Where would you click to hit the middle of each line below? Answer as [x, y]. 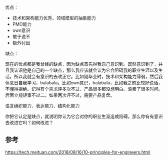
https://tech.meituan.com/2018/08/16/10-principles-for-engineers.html [78, 152]
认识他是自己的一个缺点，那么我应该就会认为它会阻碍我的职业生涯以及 [86, 70]
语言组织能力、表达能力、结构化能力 [42, 106]
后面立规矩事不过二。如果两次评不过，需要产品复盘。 [60, 95]
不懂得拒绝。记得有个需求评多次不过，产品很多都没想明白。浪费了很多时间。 [84, 89]
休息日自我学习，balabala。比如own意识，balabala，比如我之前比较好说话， [84, 83]
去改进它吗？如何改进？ [29, 123]
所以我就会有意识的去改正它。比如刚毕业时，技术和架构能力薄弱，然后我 [88, 77]
